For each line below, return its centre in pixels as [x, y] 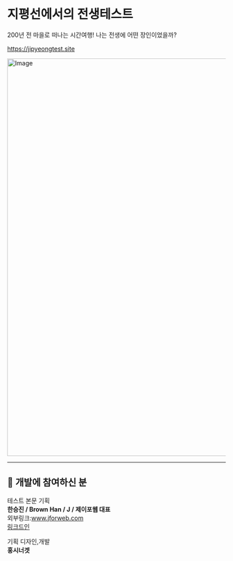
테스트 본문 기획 [29, 501]
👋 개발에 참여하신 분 [47, 483]
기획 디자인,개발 [29, 541]
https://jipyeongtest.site [41, 49]
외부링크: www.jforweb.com [45, 518]
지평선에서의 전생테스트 [70, 14]
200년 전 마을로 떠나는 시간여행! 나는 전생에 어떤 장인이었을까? [92, 35]
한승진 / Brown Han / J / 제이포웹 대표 [59, 509]
